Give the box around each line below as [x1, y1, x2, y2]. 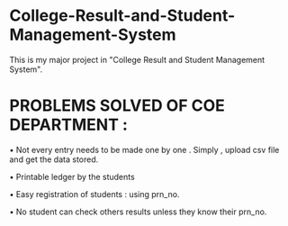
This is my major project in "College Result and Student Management [9, 54, 265, 65]
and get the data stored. [9, 154, 99, 165]
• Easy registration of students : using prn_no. [9, 188, 180, 199]
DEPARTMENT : [9, 114, 129, 135]
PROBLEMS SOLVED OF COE [9, 95, 225, 116]
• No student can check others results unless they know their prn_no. [9, 206, 267, 217]
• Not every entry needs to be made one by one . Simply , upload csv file [9, 144, 280, 155]
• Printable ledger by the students [9, 171, 135, 182]
